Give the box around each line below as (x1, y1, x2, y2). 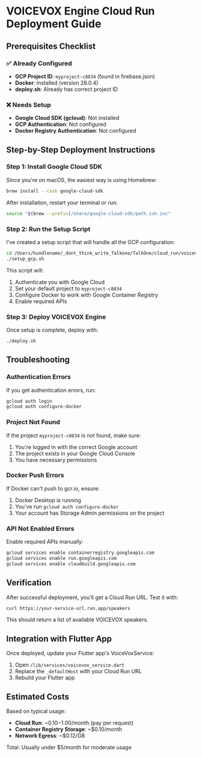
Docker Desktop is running (14, 496, 81, 504)
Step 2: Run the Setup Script (6, 225, 91, 233)
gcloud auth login (6, 398, 52, 404)
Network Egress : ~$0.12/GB (14, 732, 85, 740)
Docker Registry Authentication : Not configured (14, 127, 136, 134)
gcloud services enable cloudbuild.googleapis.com (6, 561, 136, 567)
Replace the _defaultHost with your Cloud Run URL (14, 668, 142, 675)
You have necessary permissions (14, 456, 97, 463)
